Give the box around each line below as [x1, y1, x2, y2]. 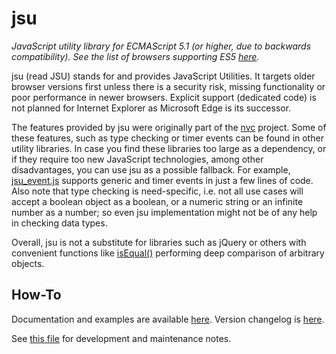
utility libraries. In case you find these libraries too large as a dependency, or [11, 142, 327, 154]
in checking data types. [11, 217, 108, 229]
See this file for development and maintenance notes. [11, 332, 232, 344]
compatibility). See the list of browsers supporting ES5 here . [11, 50, 260, 62]
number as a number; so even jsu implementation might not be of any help [11, 206, 318, 218]
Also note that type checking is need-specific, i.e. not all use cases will [11, 185, 304, 197]
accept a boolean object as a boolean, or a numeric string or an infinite [11, 195, 304, 207]
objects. [11, 257, 45, 269]
